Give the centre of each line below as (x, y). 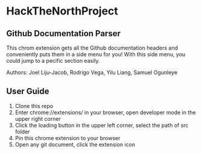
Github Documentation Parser (63, 34)
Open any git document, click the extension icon (75, 144)
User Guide (28, 91)
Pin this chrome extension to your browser (68, 138)
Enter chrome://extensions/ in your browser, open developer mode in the (105, 112)
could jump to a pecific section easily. (53, 61)
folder (22, 132)
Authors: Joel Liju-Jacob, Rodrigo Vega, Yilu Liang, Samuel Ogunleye (92, 72)
